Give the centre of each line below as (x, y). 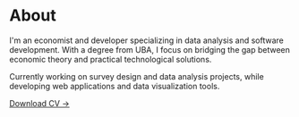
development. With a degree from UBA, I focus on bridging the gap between (150, 49)
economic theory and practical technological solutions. (111, 59)
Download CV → (39, 103)
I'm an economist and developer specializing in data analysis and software (147, 40)
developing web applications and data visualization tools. (115, 86)
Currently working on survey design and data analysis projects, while (137, 76)
